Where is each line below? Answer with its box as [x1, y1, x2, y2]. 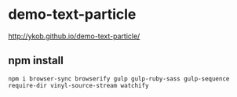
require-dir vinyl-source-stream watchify [8, 81, 149, 89]
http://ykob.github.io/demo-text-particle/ [8, 31, 140, 41]
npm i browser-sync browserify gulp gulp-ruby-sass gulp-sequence [8, 74, 230, 83]
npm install [8, 54, 64, 67]
